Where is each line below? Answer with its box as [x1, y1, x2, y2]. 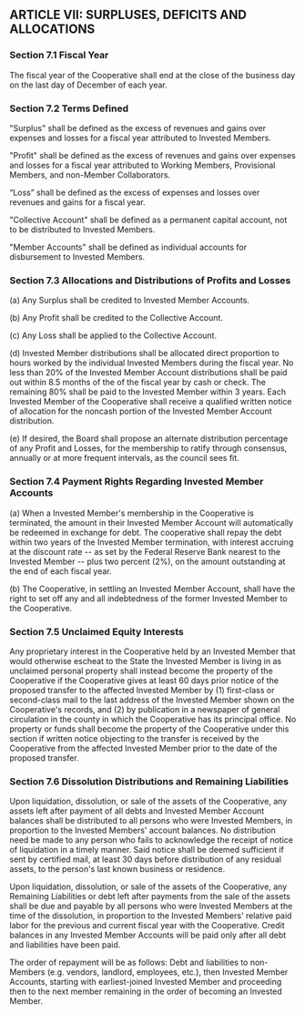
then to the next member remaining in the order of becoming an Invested [9, 986, 282, 997]
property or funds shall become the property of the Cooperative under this [9, 723, 290, 734]
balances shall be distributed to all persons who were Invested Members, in [9, 815, 293, 826]
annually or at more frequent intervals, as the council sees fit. [9, 453, 239, 464]
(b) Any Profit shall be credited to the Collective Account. [9, 312, 223, 323]
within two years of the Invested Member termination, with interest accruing [9, 537, 294, 548]
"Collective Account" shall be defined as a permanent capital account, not [9, 214, 288, 225]
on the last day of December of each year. [9, 79, 168, 90]
